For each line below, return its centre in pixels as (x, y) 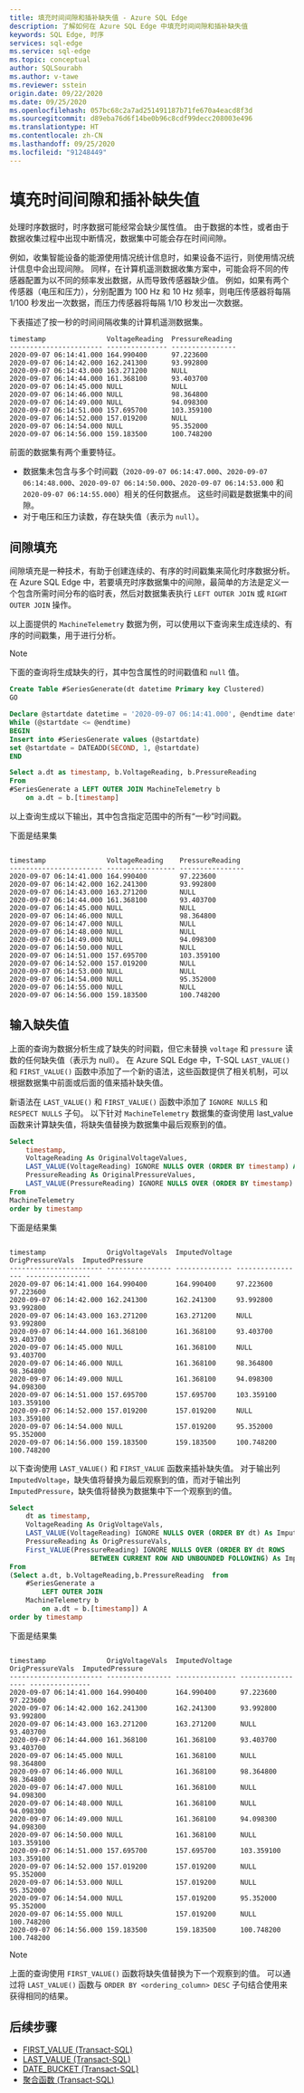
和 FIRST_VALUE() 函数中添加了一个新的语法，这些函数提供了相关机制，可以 (149, 1071)
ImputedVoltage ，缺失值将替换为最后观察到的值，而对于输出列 (125, 1479)
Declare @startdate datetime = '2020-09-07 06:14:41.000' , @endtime (141, 714)
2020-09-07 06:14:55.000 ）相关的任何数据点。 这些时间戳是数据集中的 (153, 493)
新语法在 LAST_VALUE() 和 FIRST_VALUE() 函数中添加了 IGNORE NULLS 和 (139, 1101)
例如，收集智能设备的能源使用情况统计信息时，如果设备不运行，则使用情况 (148, 257)
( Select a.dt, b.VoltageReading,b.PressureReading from (119, 1575)
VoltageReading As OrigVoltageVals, (95, 1525)
